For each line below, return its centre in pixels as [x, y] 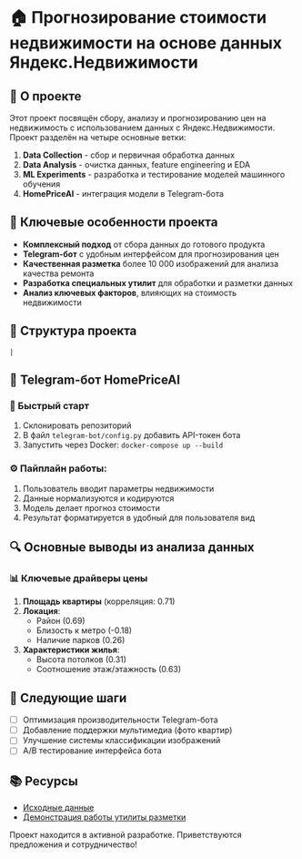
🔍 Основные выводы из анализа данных [132, 547]
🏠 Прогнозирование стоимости [138, 18]
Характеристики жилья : [71, 650]
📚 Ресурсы [44, 781]
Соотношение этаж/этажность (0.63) [109, 670]
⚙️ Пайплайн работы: [58, 468]
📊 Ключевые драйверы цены [79, 578]
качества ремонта [58, 273]
